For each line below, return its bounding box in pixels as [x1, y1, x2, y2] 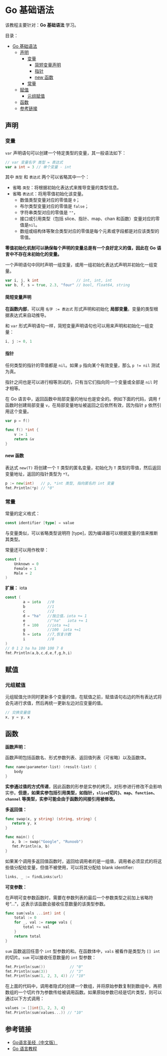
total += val [23, 924, 50, 929]
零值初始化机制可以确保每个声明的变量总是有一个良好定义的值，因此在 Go [5, 245, 156, 251]
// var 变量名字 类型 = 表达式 [5, 160, 63, 165]
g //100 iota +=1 [23, 627, 81, 633]
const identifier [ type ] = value [5, 521, 75, 526]
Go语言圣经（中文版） [12, 1039, 58, 1045]
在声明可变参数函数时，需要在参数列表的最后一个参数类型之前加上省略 [5, 895, 149, 901]
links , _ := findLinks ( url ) [5, 874, 64, 879]
